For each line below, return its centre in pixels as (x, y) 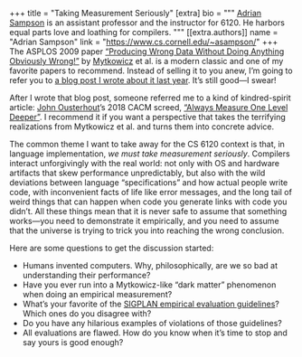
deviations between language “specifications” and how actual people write (149, 183)
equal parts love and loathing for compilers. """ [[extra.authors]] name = (144, 32)
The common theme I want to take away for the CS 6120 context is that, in (147, 144)
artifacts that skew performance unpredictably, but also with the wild (137, 173)
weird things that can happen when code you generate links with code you (148, 202)
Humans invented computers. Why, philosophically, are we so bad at (150, 265)
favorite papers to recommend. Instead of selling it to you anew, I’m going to (151, 70)
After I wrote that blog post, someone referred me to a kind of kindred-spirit (150, 98)
